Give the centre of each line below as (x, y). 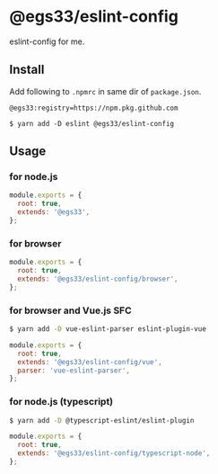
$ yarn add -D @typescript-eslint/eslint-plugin (102, 420)
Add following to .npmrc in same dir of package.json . (105, 91)
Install (27, 70)
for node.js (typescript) (61, 402)
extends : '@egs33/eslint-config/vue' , (90, 362)
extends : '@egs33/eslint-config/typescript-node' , (114, 453)
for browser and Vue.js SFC (70, 310)
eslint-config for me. (47, 41)
